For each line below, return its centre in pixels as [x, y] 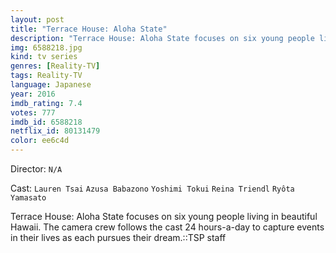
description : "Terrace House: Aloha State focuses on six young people [162, 38]
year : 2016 [33, 94]
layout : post [37, 19]
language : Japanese [51, 85]
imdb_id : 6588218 [46, 122]
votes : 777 [33, 112]
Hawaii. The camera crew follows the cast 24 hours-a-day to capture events [167, 227]
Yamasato [28, 198]
